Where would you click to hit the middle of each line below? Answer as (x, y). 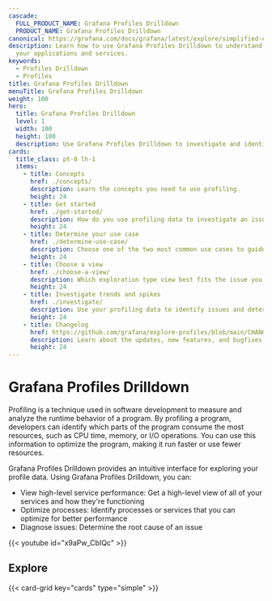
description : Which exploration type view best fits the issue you (146, 279)
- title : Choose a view (63, 264)
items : (27, 167)
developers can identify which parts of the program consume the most (126, 427)
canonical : (27, 38)
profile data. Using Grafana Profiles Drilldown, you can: (100, 477)
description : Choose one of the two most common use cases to (137, 249)
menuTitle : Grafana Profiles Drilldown (76, 91)
